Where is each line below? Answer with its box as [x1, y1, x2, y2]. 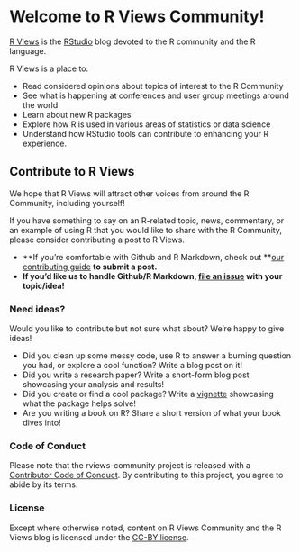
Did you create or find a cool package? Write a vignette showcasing [22, 389, 275, 400]
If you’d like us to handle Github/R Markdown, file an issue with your [22, 270, 283, 281]
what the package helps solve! [22, 398, 137, 409]
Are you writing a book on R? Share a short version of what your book [22, 408, 281, 419]
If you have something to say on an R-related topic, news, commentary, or [9, 214, 285, 226]
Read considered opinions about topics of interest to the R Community [22, 80, 284, 91]
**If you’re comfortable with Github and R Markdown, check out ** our [22, 251, 285, 262]
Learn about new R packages [22, 109, 132, 120]
